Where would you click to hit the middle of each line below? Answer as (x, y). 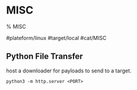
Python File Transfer (44, 56)
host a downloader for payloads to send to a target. (69, 71)
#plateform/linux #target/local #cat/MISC (56, 38)
